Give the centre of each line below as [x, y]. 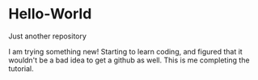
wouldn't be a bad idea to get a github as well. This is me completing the [129, 60]
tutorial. [21, 68]
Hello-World [50, 14]
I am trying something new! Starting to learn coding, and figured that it [125, 51]
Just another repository [48, 36]
